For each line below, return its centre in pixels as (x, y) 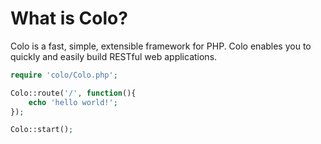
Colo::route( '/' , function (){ (73, 93)
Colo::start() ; (42, 130)
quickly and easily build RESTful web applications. (114, 56)
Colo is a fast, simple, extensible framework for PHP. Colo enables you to (161, 46)
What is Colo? (69, 18)
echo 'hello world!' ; (73, 102)
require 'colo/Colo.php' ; (64, 75)
